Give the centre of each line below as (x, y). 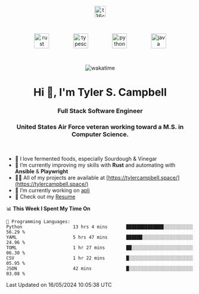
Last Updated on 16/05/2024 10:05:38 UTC (59, 284)
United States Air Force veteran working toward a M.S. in (100, 127)
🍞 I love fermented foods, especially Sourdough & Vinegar (86, 158)
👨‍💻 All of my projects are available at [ (61, 177)
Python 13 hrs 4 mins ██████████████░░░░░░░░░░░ (100, 227)
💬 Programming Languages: (38, 221)
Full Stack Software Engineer (100, 111)
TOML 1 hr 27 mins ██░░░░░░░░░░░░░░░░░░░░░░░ (100, 248)
